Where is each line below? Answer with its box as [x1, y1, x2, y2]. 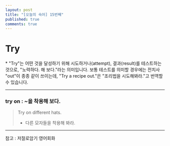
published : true [5, 17, 39, 22]
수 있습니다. [5, 79, 29, 86]
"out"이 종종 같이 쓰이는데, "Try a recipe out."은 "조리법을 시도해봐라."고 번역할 [5, 73, 163, 79]
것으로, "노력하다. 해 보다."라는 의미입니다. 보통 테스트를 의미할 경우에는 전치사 [5, 66, 160, 73]
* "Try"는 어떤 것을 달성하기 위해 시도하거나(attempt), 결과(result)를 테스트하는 [5, 60, 162, 66]
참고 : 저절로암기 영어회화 [5, 135, 56, 141]
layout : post [5, 7, 33, 13]
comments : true [5, 21, 37, 27]
